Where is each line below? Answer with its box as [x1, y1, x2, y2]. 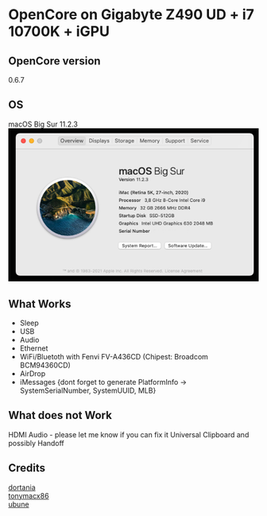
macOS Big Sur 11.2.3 [8, 119, 78, 129]
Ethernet [19, 343, 48, 353]
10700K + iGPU [8, 22, 110, 41]
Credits [8, 461, 46, 475]
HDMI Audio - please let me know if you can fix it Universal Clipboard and [8, 429, 250, 439]
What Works [8, 297, 72, 311]
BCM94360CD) [19, 360, 72, 371]
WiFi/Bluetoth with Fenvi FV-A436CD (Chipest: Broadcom [19, 352, 209, 362]
